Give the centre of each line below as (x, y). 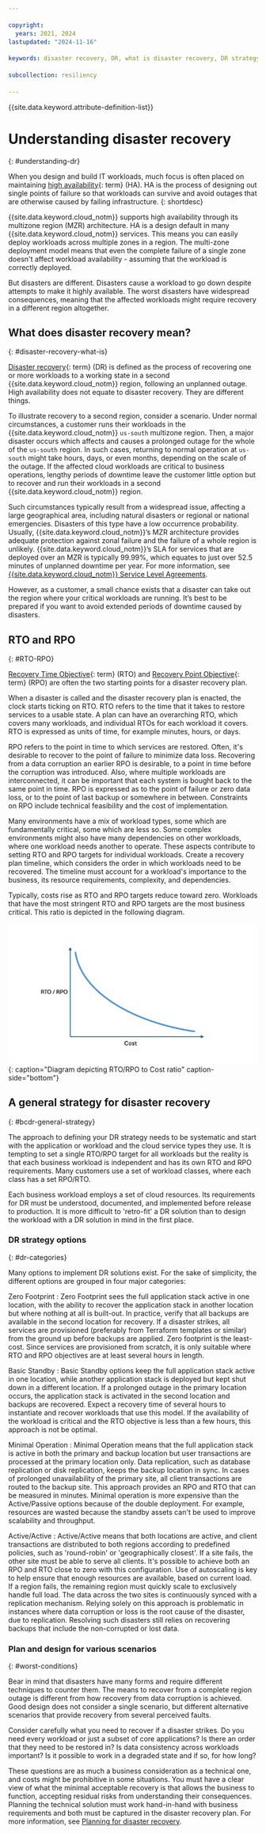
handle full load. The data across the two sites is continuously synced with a (133, 1594)
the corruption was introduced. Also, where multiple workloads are (117, 773)
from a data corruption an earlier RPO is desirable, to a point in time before (130, 764)
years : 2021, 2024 (46, 33)
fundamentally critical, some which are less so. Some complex (110, 830)
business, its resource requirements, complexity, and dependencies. (120, 880)
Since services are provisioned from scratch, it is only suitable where (139, 1346)
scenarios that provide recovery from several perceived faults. (110, 1715)
